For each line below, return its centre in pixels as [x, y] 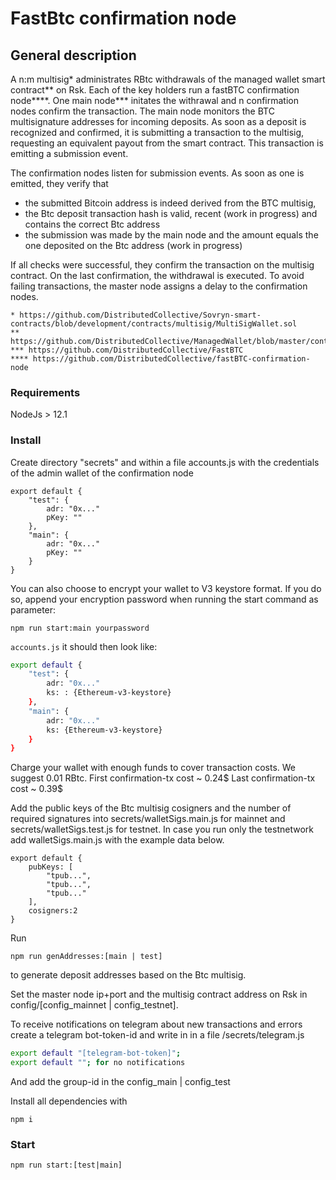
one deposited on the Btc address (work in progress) [133, 245]
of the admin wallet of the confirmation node [102, 473]
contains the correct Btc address [92, 224]
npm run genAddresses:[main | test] [86, 957]
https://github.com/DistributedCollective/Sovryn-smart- [140, 315]
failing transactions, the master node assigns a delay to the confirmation [159, 286]
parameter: [33, 609]
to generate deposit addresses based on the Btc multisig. [128, 975]
